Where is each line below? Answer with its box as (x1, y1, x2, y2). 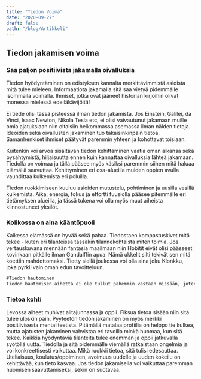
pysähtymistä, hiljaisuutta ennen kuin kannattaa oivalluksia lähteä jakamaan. (6, 154, 194, 161)
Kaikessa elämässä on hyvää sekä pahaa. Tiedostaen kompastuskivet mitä (6, 232, 190, 239)
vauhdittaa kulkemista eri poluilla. (6, 172, 89, 180)
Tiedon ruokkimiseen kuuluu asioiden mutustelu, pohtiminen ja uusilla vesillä (6, 184, 194, 191)
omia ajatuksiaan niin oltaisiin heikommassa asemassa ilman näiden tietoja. (6, 122, 191, 130)
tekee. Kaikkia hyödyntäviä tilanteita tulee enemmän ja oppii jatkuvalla (6, 334, 178, 342)
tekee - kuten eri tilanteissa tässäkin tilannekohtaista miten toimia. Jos (6, 238, 179, 246)
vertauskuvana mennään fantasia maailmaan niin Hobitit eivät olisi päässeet (6, 245, 193, 252)
